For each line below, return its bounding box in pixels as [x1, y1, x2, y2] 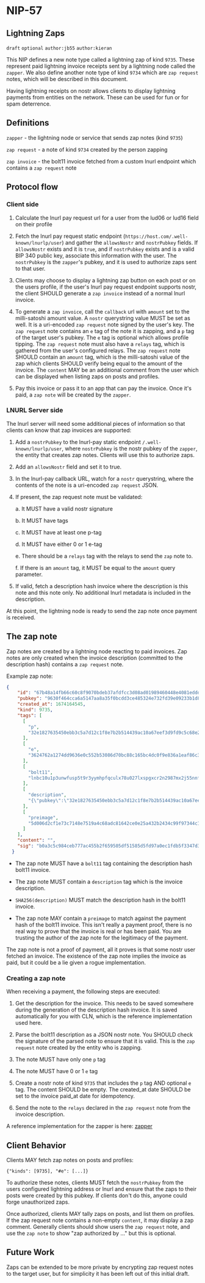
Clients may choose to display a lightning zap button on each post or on [15, 276, 196, 284]
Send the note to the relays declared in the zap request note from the [15, 1104, 191, 1112]
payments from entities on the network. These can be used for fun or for [6, 94, 189, 101]
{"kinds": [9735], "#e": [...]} [6, 1168, 88, 1174]
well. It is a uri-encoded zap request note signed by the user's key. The [15, 321, 195, 328]
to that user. [15, 265, 46, 272]
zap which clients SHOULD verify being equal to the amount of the [15, 359, 183, 367]
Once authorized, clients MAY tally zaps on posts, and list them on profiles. [6, 1210, 195, 1217]
